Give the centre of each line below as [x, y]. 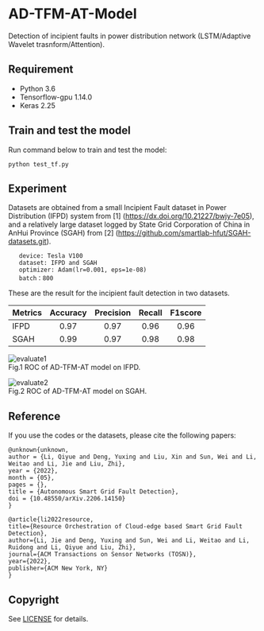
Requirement [41, 70]
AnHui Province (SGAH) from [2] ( [63, 233]
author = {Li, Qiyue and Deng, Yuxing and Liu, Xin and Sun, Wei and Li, [133, 457]
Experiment [38, 188]
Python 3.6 [37, 88]
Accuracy [68, 313]
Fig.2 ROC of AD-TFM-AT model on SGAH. [78, 391]
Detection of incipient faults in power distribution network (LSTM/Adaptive [130, 36]
